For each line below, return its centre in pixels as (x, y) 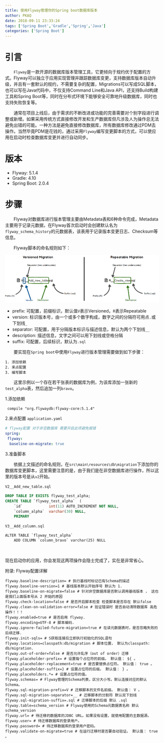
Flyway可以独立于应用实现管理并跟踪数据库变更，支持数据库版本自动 (83, 78)
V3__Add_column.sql (25, 527)
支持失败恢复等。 (22, 102)
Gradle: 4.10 (24, 178)
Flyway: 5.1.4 (25, 173)
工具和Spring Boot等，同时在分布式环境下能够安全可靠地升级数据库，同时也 (81, 96)
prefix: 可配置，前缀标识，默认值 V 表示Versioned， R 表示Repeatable (79, 311)
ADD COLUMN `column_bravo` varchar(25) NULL (60, 540)
